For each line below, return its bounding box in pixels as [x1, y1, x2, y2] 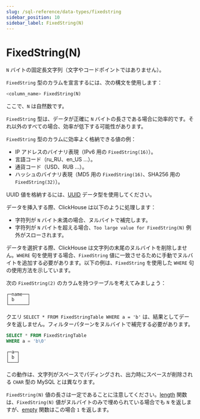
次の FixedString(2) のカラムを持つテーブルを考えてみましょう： [6, 279, 167, 287]
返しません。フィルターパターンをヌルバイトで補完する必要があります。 [16, 321, 194, 328]
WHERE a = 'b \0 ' [6, 338, 47, 345]
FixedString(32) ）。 [14, 178, 64, 186]
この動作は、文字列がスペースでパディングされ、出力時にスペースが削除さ [6, 370, 188, 378]
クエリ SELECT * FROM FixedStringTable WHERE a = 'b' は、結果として [6, 313, 179, 321]
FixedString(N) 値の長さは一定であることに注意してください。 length [6, 391, 176, 398]
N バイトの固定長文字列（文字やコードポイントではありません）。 [6, 67, 165, 74]
